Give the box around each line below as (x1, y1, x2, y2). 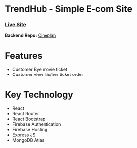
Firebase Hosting (12, 127, 47, 133)
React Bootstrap (12, 116, 46, 122)
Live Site (5, 21, 26, 28)
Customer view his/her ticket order (12, 72, 83, 77)
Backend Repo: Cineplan (5, 32, 56, 38)
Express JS (12, 132, 36, 138)
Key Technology (5, 89, 73, 100)
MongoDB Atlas (12, 137, 45, 143)
